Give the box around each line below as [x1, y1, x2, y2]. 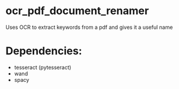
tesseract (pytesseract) [14, 64, 72, 71]
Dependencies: [5, 44, 82, 58]
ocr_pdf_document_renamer [5, 4, 149, 18]
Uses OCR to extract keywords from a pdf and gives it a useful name [5, 24, 173, 31]
